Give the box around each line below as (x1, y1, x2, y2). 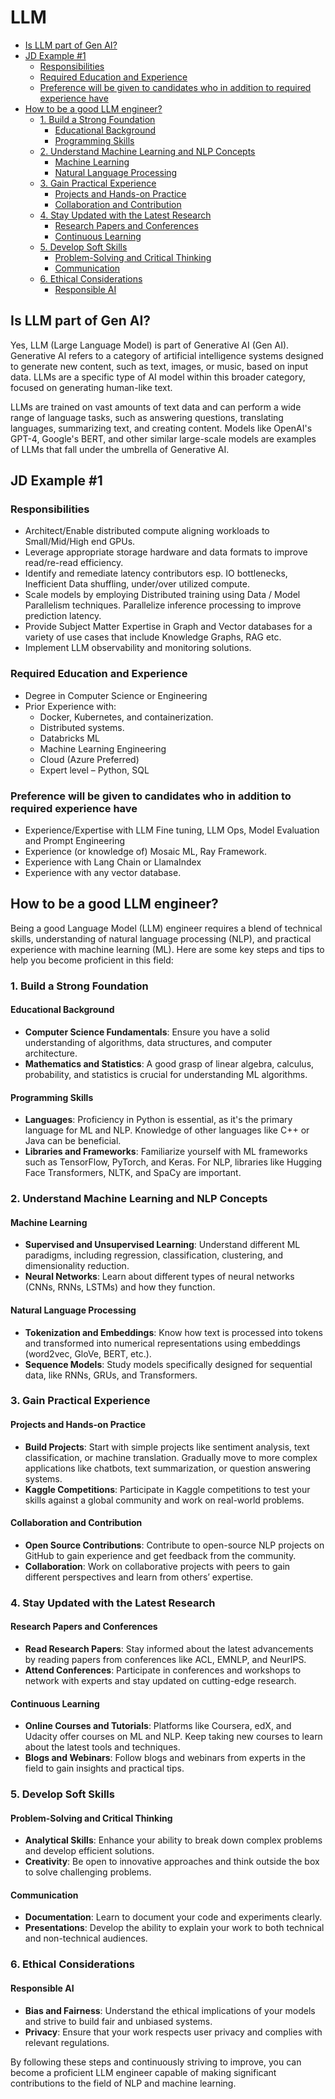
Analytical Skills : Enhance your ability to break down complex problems (24, 1834, 323, 1846)
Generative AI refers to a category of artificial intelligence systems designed (10, 349, 324, 361)
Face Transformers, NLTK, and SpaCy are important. (24, 1167, 242, 1179)
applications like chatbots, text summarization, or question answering (24, 1462, 312, 1474)
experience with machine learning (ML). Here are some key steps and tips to (10, 943, 325, 955)
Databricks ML (39, 732, 101, 744)
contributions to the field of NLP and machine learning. (10, 2077, 237, 2089)
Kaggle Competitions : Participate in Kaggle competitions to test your (24, 1483, 311, 1495)
